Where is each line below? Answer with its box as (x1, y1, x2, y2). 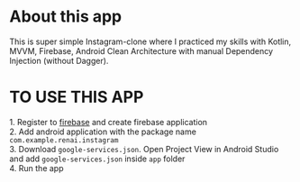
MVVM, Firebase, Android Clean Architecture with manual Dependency (9, 45, 273, 56)
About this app (9, 6, 123, 27)
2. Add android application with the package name (9, 126, 196, 137)
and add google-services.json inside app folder (9, 153, 186, 164)
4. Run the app (9, 162, 65, 173)
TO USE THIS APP (9, 87, 144, 107)
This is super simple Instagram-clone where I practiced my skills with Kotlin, (9, 36, 292, 47)
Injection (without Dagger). (9, 55, 109, 66)
